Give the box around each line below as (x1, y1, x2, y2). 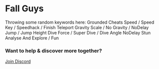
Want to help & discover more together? (5, 47, 102, 54)
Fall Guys (5, 3, 44, 14)
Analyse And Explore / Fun (5, 35, 59, 41)
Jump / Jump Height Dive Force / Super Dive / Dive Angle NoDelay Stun (5, 30, 151, 35)
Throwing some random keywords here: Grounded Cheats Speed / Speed (5, 19, 155, 25)
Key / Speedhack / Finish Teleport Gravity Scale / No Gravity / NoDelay (5, 24, 149, 30)
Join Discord (5, 59, 31, 65)
